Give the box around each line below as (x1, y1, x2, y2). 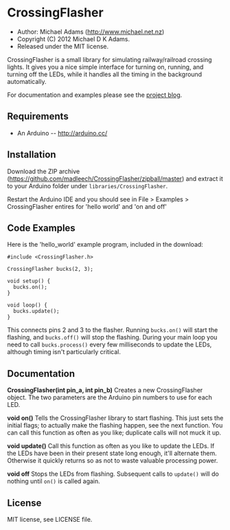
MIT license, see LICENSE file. (7, 516, 93, 523)
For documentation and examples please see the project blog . (7, 91, 183, 99)
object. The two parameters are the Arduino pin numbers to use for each (7, 393, 213, 401)
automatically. (7, 77, 47, 85)
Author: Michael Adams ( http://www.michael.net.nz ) (16, 27, 165, 36)
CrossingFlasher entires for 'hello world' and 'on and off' (7, 202, 167, 210)
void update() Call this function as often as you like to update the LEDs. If (7, 442, 215, 450)
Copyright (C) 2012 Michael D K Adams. (16, 34, 130, 43)
